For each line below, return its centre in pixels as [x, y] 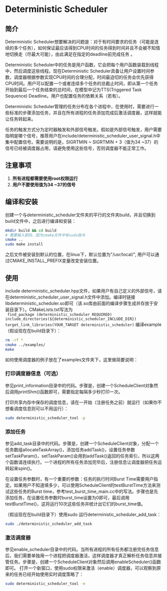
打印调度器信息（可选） [33, 374]
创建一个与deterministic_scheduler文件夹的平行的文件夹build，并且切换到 [80, 215]
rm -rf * [14, 340]
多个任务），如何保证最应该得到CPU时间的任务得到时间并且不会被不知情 [87, 48]
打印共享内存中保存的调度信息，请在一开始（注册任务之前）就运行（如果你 [81, 402]
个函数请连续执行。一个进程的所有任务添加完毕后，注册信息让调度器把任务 [81, 462]
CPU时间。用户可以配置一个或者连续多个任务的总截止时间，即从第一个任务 [82, 83]
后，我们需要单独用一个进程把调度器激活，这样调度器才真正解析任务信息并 [81, 556]
